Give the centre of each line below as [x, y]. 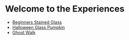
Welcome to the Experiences [65, 9]
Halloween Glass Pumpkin [39, 27]
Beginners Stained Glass [37, 22]
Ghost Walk [24, 32]
